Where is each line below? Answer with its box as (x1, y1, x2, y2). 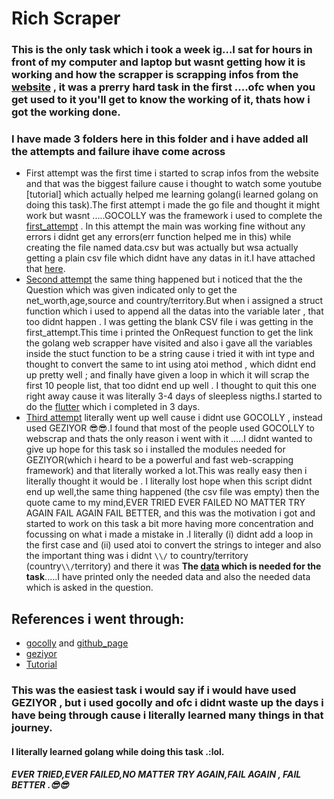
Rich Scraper (11, 7, 121, 30)
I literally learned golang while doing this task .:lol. (11, 745, 225, 757)
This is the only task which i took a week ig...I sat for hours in (11, 43, 313, 57)
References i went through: (11, 610, 185, 627)
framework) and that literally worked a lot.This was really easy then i (25, 465, 308, 477)
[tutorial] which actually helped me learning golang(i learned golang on (25, 188, 319, 201)
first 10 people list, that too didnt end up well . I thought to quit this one (25, 380, 317, 392)
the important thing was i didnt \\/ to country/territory (25, 550, 249, 562)
